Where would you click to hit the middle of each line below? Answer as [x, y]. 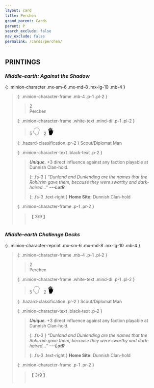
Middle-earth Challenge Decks [43, 235]
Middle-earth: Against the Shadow [47, 76]
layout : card [18, 10]
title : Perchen [21, 16]
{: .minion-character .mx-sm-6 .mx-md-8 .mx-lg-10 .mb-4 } [65, 87]
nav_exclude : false [25, 36]
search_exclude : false [28, 31]
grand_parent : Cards [26, 21]
